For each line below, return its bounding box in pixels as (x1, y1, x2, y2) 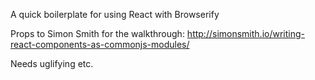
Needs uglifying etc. (10, 58, 94, 69)
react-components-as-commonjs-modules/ (10, 39, 190, 50)
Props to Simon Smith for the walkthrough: (10, 28, 185, 39)
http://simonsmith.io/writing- (186, 28, 305, 39)
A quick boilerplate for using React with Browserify (10, 9, 220, 20)
